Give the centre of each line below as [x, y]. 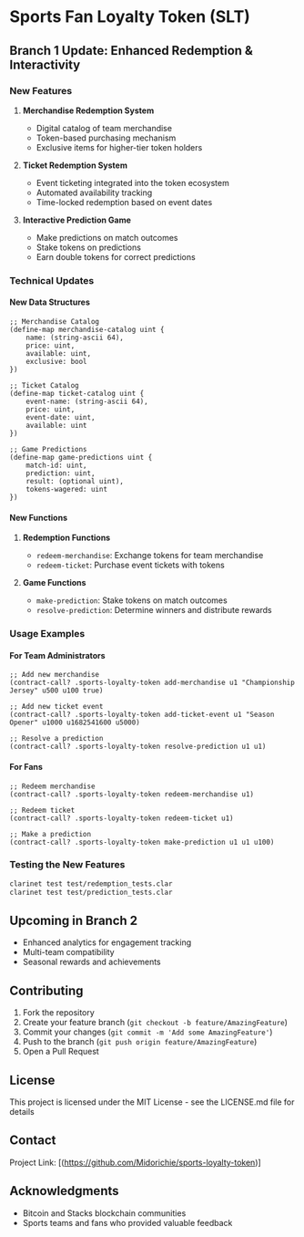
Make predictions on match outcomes [107, 237]
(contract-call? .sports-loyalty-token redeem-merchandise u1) [132, 794]
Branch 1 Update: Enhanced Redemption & [131, 51]
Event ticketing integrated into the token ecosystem [132, 182]
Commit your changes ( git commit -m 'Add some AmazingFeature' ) [147, 1032]
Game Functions [54, 583]
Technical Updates [52, 280]
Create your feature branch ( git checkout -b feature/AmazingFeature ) [155, 1023]
